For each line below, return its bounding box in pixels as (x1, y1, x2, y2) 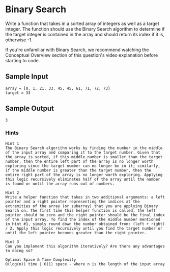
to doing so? (5, 248, 33, 253)
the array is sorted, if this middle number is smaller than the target (5, 154, 163, 159)
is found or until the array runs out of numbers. (5, 181, 115, 186)
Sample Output (5, 104, 54, 113)
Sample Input (5, 72, 48, 81)
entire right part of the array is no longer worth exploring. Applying (5, 172, 163, 177)
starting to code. (5, 57, 40, 63)
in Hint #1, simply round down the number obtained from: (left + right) (5, 221, 165, 227)
